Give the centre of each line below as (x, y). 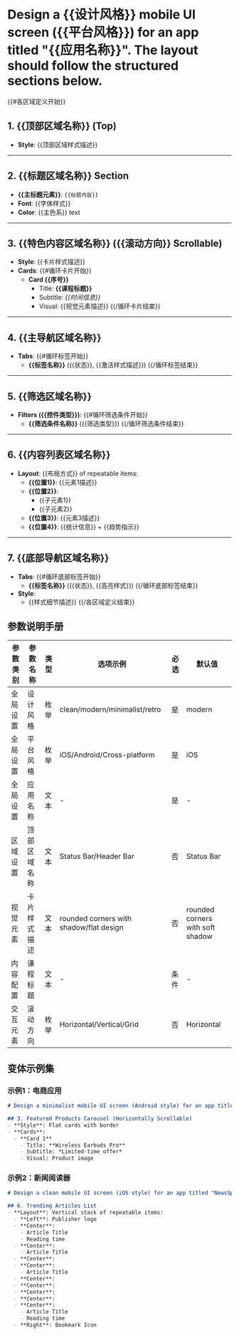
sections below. (55, 81)
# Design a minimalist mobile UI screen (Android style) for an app (111, 1106)
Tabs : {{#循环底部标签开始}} (59, 577)
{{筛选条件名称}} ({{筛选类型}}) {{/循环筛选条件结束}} (106, 424)
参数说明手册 (36, 627)
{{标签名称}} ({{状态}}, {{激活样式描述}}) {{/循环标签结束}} (113, 365)
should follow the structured (93, 66)
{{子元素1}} (55, 500)
